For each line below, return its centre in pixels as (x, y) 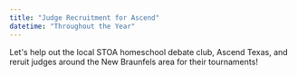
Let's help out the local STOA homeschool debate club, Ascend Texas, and (148, 52)
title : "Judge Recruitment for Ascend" (85, 18)
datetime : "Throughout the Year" (72, 26)
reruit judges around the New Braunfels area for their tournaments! (134, 62)
